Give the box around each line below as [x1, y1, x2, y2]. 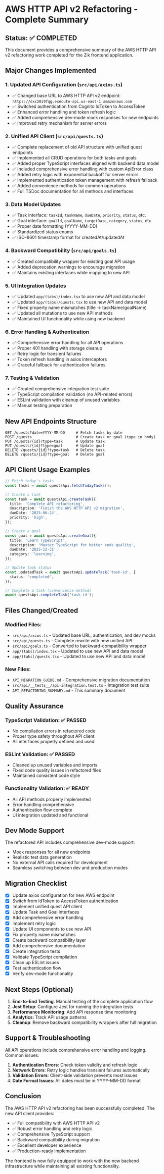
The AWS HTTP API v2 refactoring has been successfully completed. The [5, 1105, 155, 1111]
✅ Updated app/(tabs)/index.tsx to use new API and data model [12, 293, 145, 299]
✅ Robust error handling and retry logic [12, 1125, 92, 1131]
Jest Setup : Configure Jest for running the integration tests [12, 1004, 133, 1010]
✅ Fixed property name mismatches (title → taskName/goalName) [12, 305, 147, 310]
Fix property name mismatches [12, 931, 76, 937]
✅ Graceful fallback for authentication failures [12, 362, 106, 368]
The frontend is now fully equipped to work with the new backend [5, 1158, 139, 1164]
